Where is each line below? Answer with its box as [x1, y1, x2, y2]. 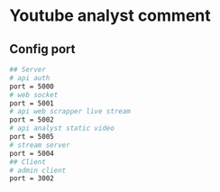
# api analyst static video [9, 123, 115, 133]
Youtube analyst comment [9, 5, 212, 26]
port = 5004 [9, 149, 54, 158]
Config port [9, 41, 76, 57]
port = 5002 [9, 115, 54, 124]
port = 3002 [9, 174, 54, 183]
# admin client [9, 166, 67, 175]
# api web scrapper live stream [9, 107, 131, 116]
